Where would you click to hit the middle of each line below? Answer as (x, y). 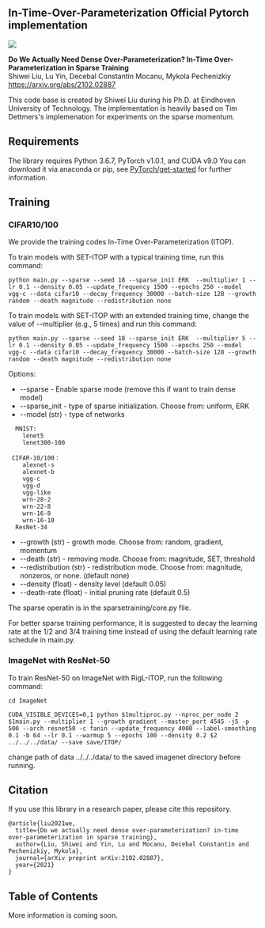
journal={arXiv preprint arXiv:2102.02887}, (90, 858)
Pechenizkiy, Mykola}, (45, 851)
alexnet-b (39, 472)
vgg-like (37, 493)
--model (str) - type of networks (72, 415)
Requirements (44, 142)
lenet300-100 (44, 443)
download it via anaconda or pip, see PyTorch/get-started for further (120, 169)
